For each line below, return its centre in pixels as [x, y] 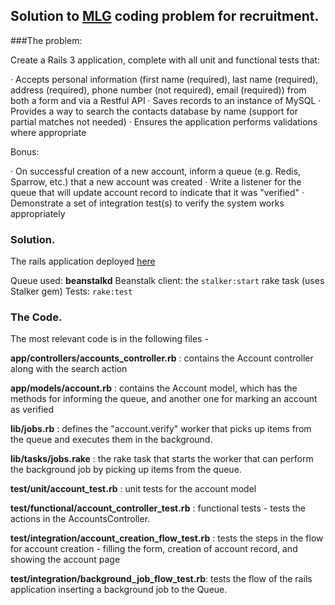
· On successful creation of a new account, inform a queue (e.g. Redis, [156, 171]
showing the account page [65, 560]
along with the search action [69, 369]
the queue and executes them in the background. [111, 440]
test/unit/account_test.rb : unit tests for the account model [133, 489]
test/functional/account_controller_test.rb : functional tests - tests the [158, 508]
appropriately [38, 213]
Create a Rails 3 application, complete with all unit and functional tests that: [165, 60]
